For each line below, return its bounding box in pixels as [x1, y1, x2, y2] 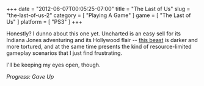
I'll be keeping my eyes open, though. [6, 61, 101, 68]
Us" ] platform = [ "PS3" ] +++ [6, 18, 82, 25]
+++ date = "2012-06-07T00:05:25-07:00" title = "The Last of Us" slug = [6, 5, 191, 12]
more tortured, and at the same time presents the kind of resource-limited [6, 43, 192, 50]
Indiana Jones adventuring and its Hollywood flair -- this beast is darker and [6, 37, 199, 43]
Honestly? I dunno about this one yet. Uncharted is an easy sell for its [6, 30, 181, 37]
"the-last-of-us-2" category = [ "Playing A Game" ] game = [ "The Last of [6, 12, 191, 19]
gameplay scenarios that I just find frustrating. [6, 49, 123, 57]
